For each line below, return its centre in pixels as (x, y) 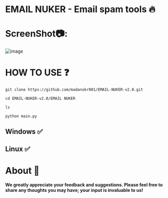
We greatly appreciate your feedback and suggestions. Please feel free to (84, 185)
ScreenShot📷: (37, 34)
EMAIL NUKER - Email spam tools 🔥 (80, 9)
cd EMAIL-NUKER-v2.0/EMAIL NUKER (40, 99)
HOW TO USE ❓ (37, 73)
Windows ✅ (24, 132)
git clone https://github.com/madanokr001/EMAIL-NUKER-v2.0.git (74, 90)
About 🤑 (22, 171)
